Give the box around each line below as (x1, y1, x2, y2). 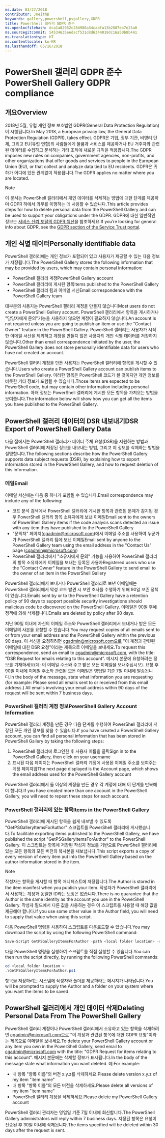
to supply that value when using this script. (5, 914, 92, 920)
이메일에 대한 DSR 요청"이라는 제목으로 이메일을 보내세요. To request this (5, 644, 146, 650)
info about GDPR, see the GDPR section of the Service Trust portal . (5, 224, 141, 230)
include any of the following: (5, 497, 63, 504)
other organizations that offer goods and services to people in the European (5, 158, 159, 164)
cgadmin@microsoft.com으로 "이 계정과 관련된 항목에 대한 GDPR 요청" (10, 1031, 149, 1037)
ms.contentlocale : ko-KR (5, 39, 56, 44)
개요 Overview (5, 109, 48, 117)
